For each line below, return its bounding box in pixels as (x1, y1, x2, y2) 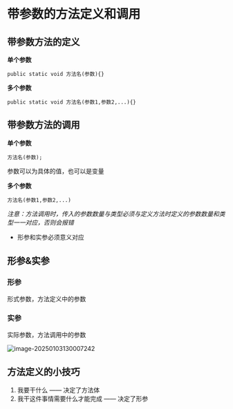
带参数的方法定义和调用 (7, 6, 141, 22)
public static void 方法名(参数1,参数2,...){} (7, 99, 136, 106)
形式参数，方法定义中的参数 (7, 294, 86, 303)
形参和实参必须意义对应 (17, 233, 84, 241)
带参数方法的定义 (7, 36, 80, 48)
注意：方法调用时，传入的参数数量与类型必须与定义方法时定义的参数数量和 (7, 209, 219, 218)
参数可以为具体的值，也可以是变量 (7, 167, 104, 175)
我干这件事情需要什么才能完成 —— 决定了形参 (17, 394, 149, 403)
